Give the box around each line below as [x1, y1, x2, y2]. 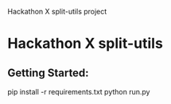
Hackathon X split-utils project [7, 7, 107, 16]
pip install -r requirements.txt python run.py [7, 87, 150, 96]
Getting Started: [7, 66, 89, 79]
